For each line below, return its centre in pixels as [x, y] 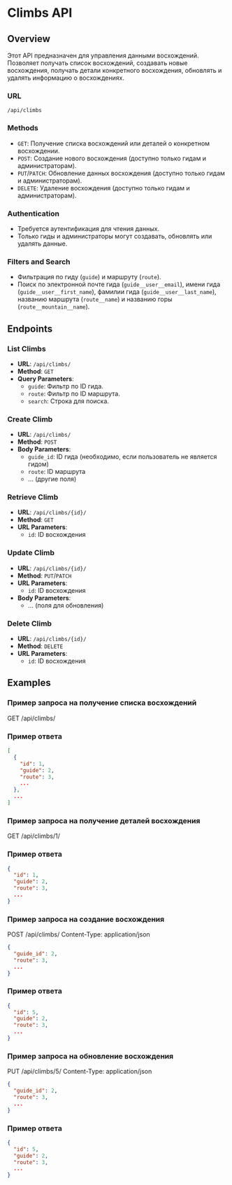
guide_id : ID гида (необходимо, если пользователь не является [122, 457]
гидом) [38, 464]
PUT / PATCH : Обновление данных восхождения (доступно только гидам [121, 173]
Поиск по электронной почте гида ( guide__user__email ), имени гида [119, 284]
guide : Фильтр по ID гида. [65, 386]
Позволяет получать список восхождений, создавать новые [97, 63]
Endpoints [30, 329]
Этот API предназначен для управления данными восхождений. [103, 55]
